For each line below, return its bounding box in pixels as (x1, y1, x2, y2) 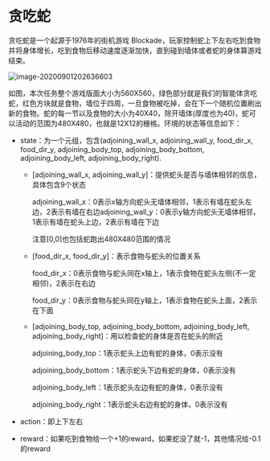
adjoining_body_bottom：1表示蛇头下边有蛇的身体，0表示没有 (31, 365, 236, 375)
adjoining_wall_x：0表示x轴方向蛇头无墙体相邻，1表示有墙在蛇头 (31, 196, 245, 206)
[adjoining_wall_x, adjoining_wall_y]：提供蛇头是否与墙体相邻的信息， (31, 170, 261, 179)
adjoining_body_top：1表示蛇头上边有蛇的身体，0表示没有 (31, 348, 223, 358)
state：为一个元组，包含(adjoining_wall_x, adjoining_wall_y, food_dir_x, (19, 135, 253, 145)
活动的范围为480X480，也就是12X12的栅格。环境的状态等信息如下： (14, 118, 243, 128)
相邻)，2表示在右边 (31, 278, 96, 288)
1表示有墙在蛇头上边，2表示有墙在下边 (31, 216, 159, 226)
